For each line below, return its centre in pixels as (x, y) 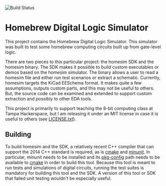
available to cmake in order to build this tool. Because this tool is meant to (80, 162)
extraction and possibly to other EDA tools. (49, 98)
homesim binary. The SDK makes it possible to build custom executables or (82, 67)
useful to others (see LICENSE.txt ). (41, 119)
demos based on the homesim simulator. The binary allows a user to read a (82, 72)
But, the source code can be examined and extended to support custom (79, 93)
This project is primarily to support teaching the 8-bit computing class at (79, 108)
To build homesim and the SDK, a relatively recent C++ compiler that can (80, 146)
